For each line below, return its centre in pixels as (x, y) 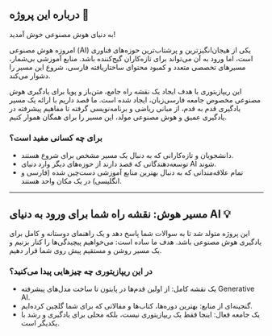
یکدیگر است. (40, 323)
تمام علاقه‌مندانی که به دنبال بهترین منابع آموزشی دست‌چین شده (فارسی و (132, 172)
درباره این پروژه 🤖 (49, 15)
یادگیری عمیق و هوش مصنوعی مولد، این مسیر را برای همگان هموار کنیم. (118, 117)
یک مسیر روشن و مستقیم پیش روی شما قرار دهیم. (86, 250)
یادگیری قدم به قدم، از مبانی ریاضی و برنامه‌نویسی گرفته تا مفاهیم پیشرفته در (125, 108)
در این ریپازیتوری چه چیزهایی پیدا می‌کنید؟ (81, 271)
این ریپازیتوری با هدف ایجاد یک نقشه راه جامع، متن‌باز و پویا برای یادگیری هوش (126, 91)
